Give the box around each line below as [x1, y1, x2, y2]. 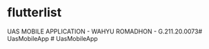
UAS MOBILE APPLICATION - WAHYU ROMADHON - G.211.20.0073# [7, 27, 203, 35]
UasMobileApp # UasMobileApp [7, 34, 98, 42]
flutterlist [7, 5, 62, 20]
